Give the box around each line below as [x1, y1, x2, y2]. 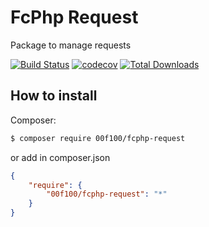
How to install [10, 87, 98, 105]
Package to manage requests [10, 39, 132, 51]
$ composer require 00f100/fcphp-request [10, 133, 186, 143]
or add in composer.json [10, 151, 111, 163]
